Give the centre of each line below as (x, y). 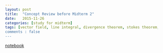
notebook (15, 46)
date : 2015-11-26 (25, 18)
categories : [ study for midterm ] (39, 23)
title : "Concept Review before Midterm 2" (50, 14)
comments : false (23, 32)
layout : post (18, 9)
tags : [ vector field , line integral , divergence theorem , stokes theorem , (82, 27)
